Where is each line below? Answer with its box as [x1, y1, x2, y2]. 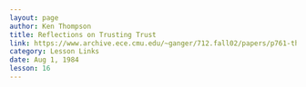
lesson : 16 [9, 64, 51, 73]
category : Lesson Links [9, 47, 100, 56]
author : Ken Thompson [9, 22, 92, 31]
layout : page [9, 13, 59, 23]
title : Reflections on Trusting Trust [9, 30, 157, 39]
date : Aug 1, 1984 [9, 55, 79, 64]
